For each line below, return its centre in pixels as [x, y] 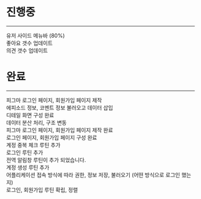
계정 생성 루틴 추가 [28, 167]
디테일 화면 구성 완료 [30, 115]
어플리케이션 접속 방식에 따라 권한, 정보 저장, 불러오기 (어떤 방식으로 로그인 [93, 174]
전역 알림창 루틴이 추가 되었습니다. [46, 160]
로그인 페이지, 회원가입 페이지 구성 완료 [52, 137]
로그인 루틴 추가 [25, 152]
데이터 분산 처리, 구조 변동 [36, 123]
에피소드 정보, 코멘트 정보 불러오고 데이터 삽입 [60, 108]
